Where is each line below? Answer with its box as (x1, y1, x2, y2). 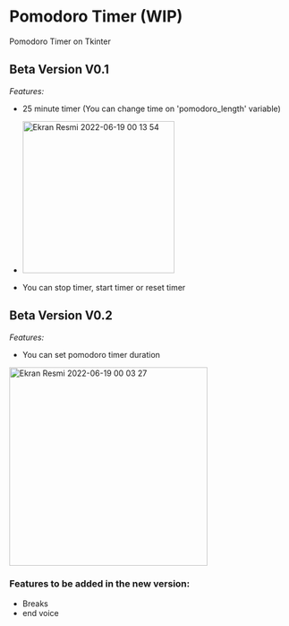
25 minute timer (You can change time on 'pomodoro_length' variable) (21, 103, 282, 114)
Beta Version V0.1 (9, 62, 110, 77)
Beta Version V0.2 (9, 308, 114, 324)
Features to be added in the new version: (9, 578, 191, 590)
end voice (21, 607, 60, 618)
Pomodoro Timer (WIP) (9, 6, 183, 27)
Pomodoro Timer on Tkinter (9, 36, 112, 47)
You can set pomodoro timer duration (21, 349, 161, 360)
